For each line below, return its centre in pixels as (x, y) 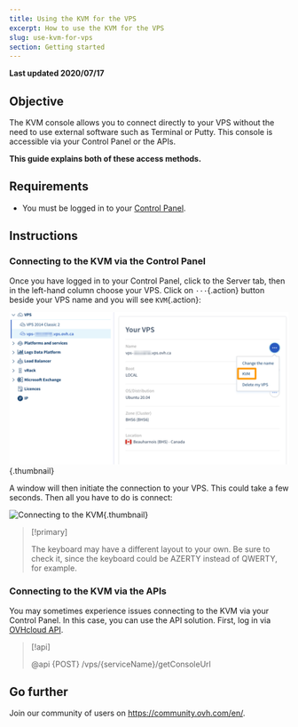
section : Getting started (57, 47)
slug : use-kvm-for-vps (51, 37)
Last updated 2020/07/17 (57, 73)
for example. (54, 568)
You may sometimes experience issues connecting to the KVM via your (139, 611)
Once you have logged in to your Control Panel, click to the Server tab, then (147, 281)
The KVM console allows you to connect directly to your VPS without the (142, 123)
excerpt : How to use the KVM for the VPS (87, 28)
